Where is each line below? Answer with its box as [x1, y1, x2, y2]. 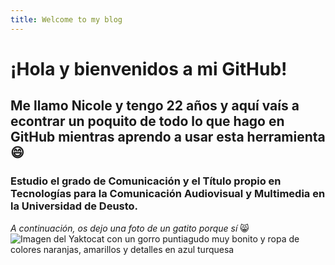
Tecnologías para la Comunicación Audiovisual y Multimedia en [10, 187, 326, 201]
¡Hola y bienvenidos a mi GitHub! [10, 57, 288, 80]
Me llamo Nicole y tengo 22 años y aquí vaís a [10, 97, 300, 115]
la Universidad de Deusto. [10, 199, 139, 213]
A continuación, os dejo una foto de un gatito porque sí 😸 [10, 222, 250, 234]
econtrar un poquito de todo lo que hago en [10, 113, 285, 130]
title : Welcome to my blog [10, 14, 123, 25]
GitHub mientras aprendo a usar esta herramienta [10, 129, 326, 146]
